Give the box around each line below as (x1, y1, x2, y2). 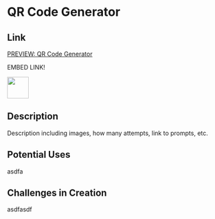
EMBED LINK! (7, 63, 46, 71)
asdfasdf (7, 205, 32, 213)
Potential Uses (7, 149, 71, 160)
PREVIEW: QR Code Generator (7, 50, 93, 58)
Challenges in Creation (7, 187, 107, 199)
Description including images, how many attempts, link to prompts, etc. (7, 129, 208, 137)
